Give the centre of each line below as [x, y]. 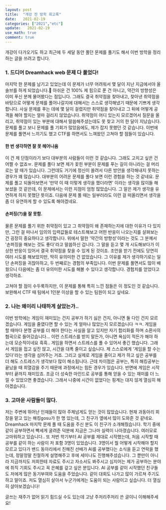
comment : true [20, 38]
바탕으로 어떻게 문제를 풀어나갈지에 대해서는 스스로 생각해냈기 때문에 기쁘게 [78, 103]
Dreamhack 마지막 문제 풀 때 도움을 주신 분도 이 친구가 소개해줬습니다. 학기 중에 [83, 424]
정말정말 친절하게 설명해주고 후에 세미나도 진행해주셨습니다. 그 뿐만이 [83, 455]
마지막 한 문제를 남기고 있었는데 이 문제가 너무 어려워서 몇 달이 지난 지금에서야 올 [83, 84]
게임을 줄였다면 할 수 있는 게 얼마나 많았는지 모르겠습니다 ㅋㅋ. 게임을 [90, 324]
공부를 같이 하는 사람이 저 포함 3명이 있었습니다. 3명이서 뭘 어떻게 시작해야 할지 [82, 443]
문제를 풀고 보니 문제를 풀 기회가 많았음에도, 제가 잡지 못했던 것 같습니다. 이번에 [82, 127]
